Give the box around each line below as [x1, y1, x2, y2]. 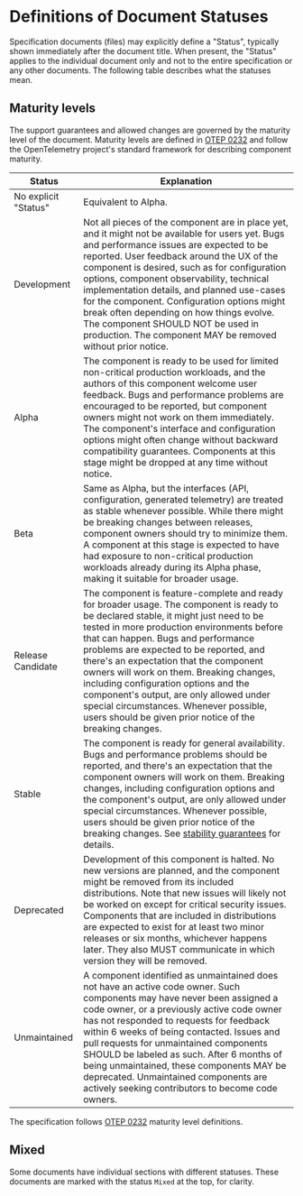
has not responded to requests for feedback [83, 1014, 271, 1026]
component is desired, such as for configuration [83, 261, 287, 273]
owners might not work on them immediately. [83, 410, 275, 423]
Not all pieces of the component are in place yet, [83, 216, 289, 228]
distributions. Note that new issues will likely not [83, 887, 287, 899]
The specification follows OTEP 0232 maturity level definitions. [9, 1116, 243, 1127]
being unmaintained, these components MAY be [83, 1059, 287, 1072]
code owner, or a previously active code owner [83, 1003, 282, 1016]
